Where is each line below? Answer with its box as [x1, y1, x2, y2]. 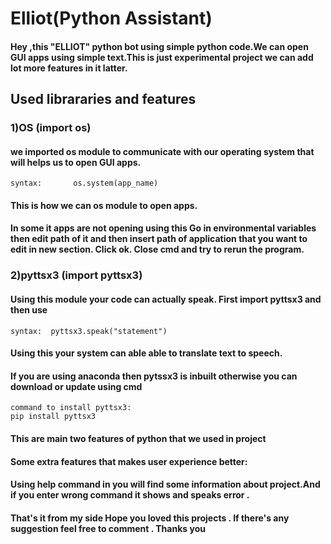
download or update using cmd [10, 380, 143, 392]
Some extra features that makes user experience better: [10, 455, 248, 467]
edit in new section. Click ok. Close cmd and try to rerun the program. [10, 243, 305, 256]
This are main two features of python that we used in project [10, 433, 267, 444]
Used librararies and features [10, 91, 197, 108]
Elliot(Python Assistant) [10, 7, 213, 30]
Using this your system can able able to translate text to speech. [10, 347, 283, 359]
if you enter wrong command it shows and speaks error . [10, 489, 250, 501]
